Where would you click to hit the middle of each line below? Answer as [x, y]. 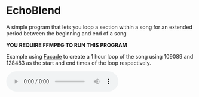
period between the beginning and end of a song [66, 33]
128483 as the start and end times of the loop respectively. [79, 63]
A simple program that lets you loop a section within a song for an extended [99, 27]
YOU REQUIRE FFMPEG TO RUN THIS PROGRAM [67, 45]
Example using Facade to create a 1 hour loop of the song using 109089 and [100, 56]
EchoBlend [33, 10]
